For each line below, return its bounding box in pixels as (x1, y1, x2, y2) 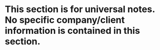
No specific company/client (5, 14, 125, 26)
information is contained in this (5, 25, 141, 36)
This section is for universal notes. (5, 4, 155, 15)
